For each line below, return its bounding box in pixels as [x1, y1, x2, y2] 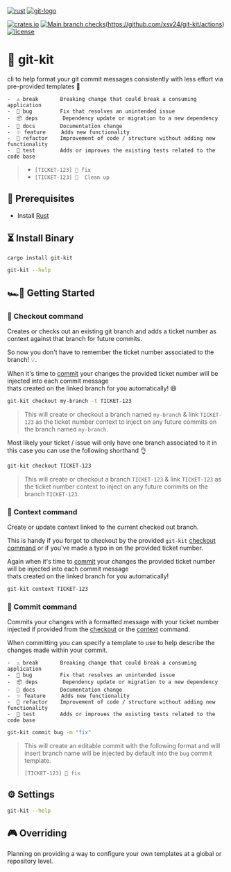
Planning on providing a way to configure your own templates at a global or [7, 849, 222, 857]
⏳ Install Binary [7, 232, 74, 244]
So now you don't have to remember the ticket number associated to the [7, 348, 214, 356]
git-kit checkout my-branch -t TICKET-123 [7, 397, 132, 404]
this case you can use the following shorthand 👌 [7, 446, 147, 454]
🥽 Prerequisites [7, 193, 75, 205]
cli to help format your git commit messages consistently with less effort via [7, 74, 223, 83]
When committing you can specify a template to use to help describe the [7, 639, 215, 647]
